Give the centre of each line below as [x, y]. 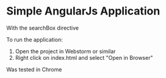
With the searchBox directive [43, 28]
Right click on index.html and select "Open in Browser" [84, 57]
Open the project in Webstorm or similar [65, 51]
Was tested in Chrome [34, 69]
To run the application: [34, 39]
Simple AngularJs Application [83, 11]
